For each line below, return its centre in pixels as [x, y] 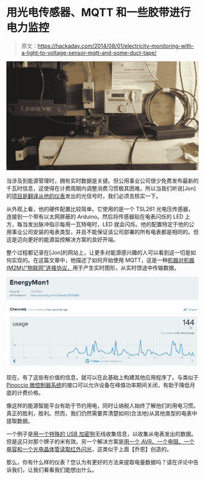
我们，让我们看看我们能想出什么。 [54, 470]
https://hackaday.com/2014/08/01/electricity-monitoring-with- [116, 46]
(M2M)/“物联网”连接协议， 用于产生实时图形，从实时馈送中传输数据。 [93, 268]
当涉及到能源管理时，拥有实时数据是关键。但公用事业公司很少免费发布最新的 [103, 180]
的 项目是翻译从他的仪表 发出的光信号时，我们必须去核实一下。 [84, 196]
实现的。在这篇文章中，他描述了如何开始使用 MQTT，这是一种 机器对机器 [103, 260]
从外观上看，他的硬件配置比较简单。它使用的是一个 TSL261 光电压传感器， [100, 209]
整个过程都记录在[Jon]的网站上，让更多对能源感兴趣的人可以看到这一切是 [99, 252]
